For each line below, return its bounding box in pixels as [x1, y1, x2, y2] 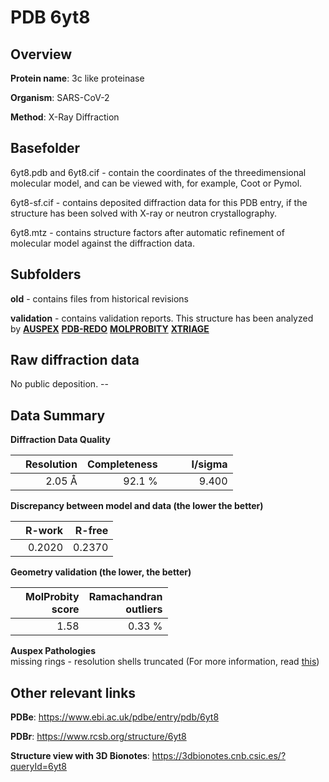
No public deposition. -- [10, 378, 109, 390]
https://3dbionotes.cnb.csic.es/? [151, 750, 287, 762]
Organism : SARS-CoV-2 [10, 92, 110, 103]
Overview [10, 46, 73, 63]
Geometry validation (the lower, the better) [10, 566, 192, 578]
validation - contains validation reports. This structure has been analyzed [10, 312, 314, 324]
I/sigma [191, 457, 228, 471]
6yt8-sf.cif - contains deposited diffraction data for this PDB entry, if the [10, 196, 308, 208]
